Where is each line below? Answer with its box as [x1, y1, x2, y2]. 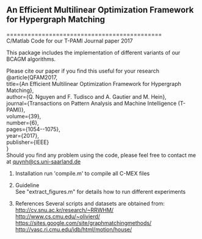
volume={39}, [6, 112, 41, 120]
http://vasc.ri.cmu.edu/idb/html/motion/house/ [15, 226, 132, 233]
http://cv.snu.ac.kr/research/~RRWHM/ [15, 206, 114, 213]
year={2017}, [6, 132, 40, 139]
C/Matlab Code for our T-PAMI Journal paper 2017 [6, 37, 133, 45]
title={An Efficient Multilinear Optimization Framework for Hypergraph [6, 80, 182, 87]
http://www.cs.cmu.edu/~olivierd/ [15, 213, 101, 220]
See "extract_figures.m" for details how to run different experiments [15, 188, 186, 195]
